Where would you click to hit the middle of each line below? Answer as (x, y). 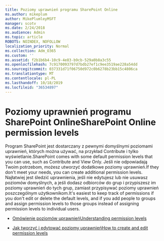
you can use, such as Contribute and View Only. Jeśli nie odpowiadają (76, 162)
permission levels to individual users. (43, 209)
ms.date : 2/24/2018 (25, 28)
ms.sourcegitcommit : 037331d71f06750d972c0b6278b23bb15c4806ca (71, 69)
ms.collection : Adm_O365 (31, 51)
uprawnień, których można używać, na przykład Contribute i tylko (72, 151)
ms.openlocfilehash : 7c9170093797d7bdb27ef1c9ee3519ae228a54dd (71, 64)
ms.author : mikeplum (26, 14)
